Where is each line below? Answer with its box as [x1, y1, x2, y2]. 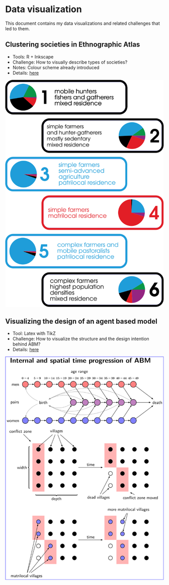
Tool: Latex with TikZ [12, 330, 56, 336]
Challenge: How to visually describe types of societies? [12, 59, 128, 65]
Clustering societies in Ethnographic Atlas [5, 40, 140, 49]
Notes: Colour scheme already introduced [12, 64, 100, 70]
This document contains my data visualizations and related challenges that [5, 20, 160, 26]
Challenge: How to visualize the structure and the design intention [12, 336, 149, 342]
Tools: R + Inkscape [12, 54, 54, 60]
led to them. [5, 25, 30, 31]
